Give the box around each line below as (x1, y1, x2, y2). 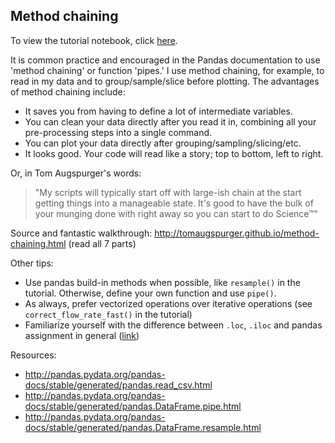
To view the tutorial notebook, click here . (10, 34, 178, 46)
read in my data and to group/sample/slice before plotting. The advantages (10, 75, 320, 87)
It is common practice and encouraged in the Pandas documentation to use (10, 54, 321, 66)
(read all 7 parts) (68, 237, 137, 249)
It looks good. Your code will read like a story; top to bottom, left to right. (24, 147, 324, 159)
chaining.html (10, 237, 67, 249)
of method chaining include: (10, 85, 126, 98)
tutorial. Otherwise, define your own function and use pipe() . (24, 287, 277, 299)
